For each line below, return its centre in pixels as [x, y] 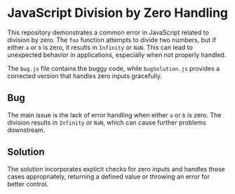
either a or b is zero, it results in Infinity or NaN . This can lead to [100, 47]
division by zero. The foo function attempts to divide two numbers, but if [112, 39]
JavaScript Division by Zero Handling [118, 13]
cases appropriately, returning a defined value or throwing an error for [109, 176]
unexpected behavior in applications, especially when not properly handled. [117, 55]
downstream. [26, 130]
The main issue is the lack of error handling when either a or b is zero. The [114, 115]
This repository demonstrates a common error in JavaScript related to [108, 32]
